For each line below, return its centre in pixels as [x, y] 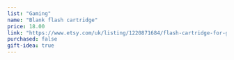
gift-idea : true [31, 46]
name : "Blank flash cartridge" [53, 20]
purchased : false [32, 39]
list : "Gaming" [29, 13]
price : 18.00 [26, 26]
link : [15, 33]
